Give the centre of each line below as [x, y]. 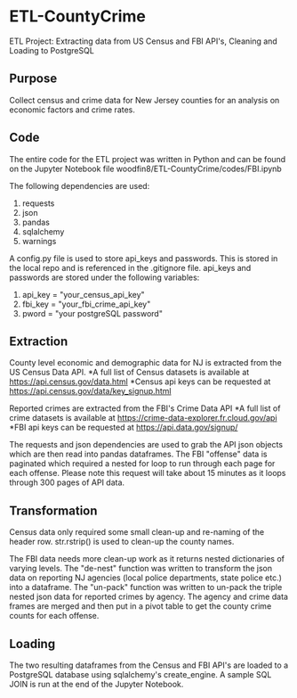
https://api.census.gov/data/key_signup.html [90, 391]
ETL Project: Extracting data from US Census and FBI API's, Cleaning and [143, 41]
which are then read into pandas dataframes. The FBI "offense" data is [138, 454]
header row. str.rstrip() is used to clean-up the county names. [122, 542]
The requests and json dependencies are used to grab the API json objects [146, 445]
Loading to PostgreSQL [52, 50]
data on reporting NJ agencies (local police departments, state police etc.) [146, 578]
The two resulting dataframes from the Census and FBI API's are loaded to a [149, 665]
